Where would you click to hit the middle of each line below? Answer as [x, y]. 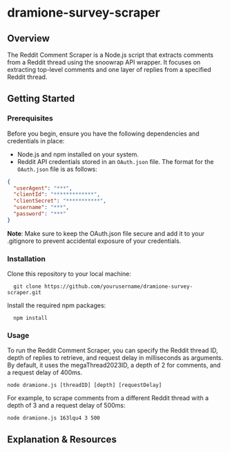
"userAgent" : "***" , [43, 188]
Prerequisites [30, 118]
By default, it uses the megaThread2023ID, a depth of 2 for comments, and [114, 365]
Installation [27, 259]
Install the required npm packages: [57, 305]
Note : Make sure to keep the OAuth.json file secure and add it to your [106, 233]
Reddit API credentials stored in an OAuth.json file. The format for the [115, 161]
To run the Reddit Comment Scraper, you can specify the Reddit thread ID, [113, 350]
